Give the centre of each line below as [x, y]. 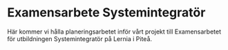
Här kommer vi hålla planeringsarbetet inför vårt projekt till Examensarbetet [114, 32]
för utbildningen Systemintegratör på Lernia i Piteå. [80, 38]
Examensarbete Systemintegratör [106, 13]
